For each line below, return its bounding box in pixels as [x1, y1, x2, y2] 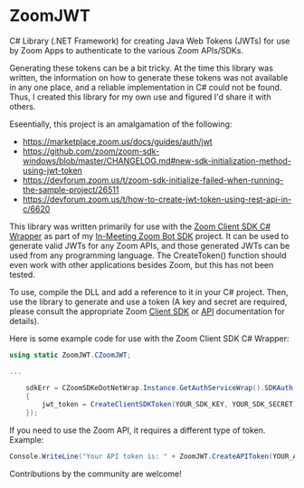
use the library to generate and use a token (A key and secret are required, [9, 296, 288, 307]
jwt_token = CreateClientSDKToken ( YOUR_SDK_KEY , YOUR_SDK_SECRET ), [42, 400, 301, 409]
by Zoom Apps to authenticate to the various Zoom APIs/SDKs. [9, 44, 244, 55]
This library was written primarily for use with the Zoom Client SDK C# [9, 221, 271, 232]
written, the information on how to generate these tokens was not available [9, 72, 289, 82]
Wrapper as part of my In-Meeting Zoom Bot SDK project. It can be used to [9, 230, 290, 241]
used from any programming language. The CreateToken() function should [9, 250, 287, 261]
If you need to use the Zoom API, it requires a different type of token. [9, 425, 266, 435]
